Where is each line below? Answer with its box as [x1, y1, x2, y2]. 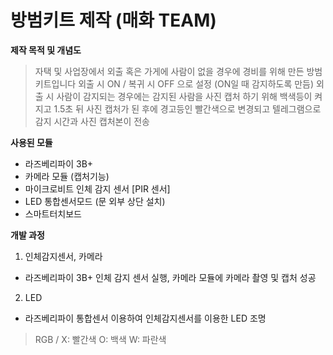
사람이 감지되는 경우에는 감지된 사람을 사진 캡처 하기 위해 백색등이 [56, 90, 313, 102]
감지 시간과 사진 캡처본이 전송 [34, 115, 150, 127]
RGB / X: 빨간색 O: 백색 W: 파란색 [34, 333, 167, 345]
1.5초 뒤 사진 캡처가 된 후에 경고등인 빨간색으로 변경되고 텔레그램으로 [53, 102, 322, 115]
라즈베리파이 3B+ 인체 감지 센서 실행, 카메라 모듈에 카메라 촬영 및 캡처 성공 [24, 271, 317, 283]
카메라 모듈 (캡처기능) [24, 170, 110, 182]
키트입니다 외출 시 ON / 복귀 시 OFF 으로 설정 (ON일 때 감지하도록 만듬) [34, 77, 315, 90]
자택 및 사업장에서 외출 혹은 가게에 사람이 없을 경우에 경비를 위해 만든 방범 [34, 65, 323, 77]
